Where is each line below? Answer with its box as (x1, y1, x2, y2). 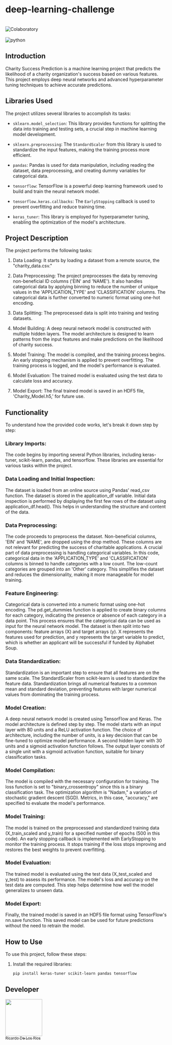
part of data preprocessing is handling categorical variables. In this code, (5, 550, 160, 556)
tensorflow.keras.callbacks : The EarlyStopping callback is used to (12, 198, 155, 204)
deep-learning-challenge (5, 4, 115, 15)
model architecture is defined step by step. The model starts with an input (5, 721, 161, 727)
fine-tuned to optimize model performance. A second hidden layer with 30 (5, 737, 162, 743)
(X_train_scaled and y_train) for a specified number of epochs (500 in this (5, 830, 160, 836)
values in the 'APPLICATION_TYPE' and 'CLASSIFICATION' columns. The (12, 289, 166, 295)
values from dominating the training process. (5, 691, 100, 697)
